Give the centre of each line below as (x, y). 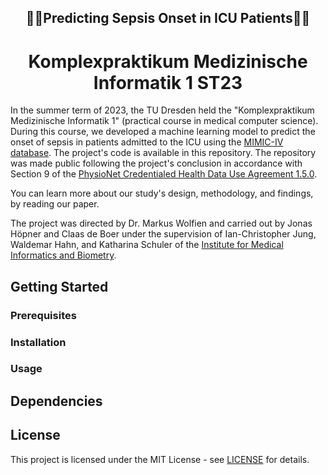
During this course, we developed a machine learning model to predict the (163, 132)
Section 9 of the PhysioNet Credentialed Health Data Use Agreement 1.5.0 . (164, 174)
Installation (38, 342)
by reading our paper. (55, 204)
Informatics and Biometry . (63, 255)
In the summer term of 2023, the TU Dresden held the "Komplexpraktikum (162, 110)
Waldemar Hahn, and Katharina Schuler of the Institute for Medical (147, 245)
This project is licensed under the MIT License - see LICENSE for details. (160, 459)
